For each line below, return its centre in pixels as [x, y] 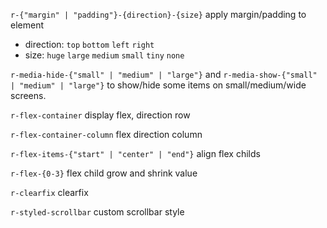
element [27, 25]
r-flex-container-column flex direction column [106, 134]
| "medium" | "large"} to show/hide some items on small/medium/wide [158, 85]
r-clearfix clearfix [49, 192]
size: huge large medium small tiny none [104, 55]
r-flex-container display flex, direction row [100, 115]
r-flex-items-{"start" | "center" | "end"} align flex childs [135, 153]
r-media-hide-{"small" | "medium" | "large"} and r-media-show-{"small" [164, 74]
